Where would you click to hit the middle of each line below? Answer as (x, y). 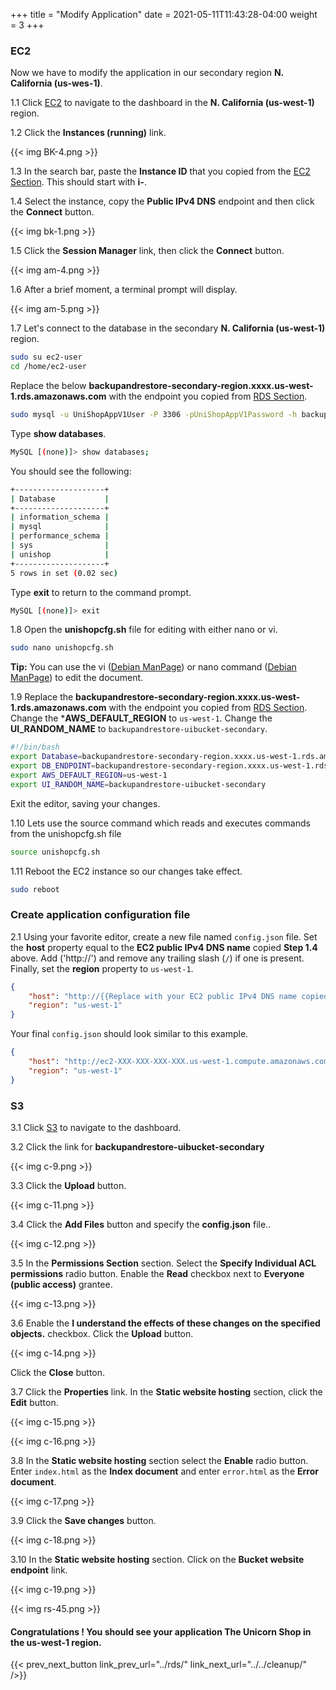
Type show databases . (58, 433)
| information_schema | (60, 517)
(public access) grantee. (61, 1285)
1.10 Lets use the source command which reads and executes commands (160, 823)
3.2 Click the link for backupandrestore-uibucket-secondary (137, 1147)
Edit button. (34, 1403)
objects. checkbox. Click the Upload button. (102, 1334)
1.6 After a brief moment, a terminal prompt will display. (124, 290)
